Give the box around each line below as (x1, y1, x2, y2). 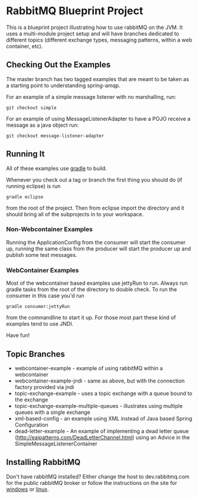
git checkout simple (6, 105, 57, 111)
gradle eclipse (6, 194, 44, 200)
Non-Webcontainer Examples (6, 225, 93, 233)
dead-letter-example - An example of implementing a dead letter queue (14, 428, 189, 435)
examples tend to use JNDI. (6, 320, 74, 327)
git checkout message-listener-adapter (6, 133, 105, 139)
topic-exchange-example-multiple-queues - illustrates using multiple (14, 402, 183, 409)
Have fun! (6, 332, 30, 339)
